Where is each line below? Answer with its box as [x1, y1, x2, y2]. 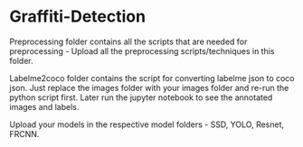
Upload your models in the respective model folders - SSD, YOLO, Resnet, [9, 119, 285, 130]
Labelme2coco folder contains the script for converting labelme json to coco [9, 72, 296, 83]
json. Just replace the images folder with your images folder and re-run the [9, 82, 289, 93]
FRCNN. [9, 128, 40, 139]
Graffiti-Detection [9, 6, 147, 27]
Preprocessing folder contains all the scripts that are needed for [9, 36, 248, 47]
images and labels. [9, 101, 80, 112]
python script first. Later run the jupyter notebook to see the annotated [9, 92, 273, 103]
